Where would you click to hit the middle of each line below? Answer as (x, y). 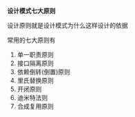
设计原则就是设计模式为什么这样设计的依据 (67, 25)
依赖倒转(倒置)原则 (44, 72)
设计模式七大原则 (31, 11)
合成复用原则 (35, 106)
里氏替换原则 (35, 81)
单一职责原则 (35, 55)
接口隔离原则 (35, 63)
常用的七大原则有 (31, 40)
